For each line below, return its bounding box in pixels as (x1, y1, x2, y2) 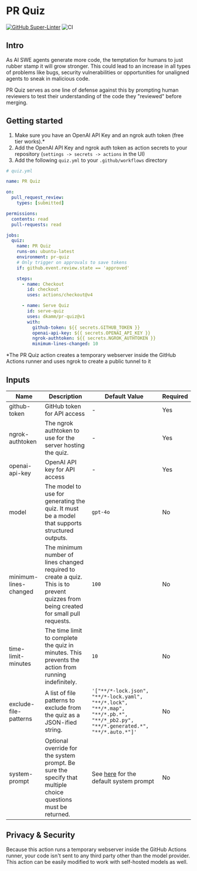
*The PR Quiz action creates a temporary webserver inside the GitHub (6, 352, 176, 359)
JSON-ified (45, 719, 77, 726)
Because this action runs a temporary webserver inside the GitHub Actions (6, 846, 186, 853)
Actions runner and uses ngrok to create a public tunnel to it (6, 358, 151, 365)
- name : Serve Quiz (21, 303, 69, 309)
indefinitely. (45, 678, 77, 686)
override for (45, 744, 77, 752)
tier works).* (14, 138, 45, 145)
